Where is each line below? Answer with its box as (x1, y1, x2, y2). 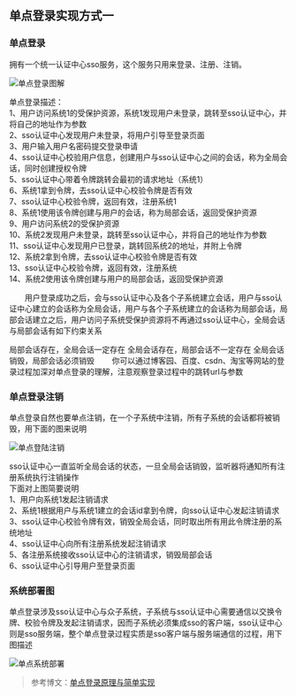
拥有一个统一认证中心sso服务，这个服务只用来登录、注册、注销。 (9, 58, 247, 69)
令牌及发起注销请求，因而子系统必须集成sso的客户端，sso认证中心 (39, 617, 283, 628)
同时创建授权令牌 (24, 163, 87, 173)
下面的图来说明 (32, 423, 87, 433)
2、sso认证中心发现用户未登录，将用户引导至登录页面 (9, 129, 205, 140)
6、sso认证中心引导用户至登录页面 (9, 560, 135, 570)
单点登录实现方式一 (9, 8, 114, 24)
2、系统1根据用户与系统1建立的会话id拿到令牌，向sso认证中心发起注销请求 (9, 505, 280, 516)
